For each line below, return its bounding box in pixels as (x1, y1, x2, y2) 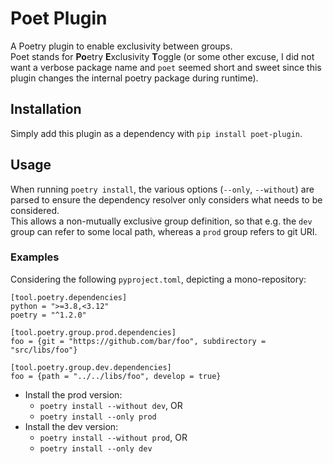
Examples (10, 250, 60, 264)
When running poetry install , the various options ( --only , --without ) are (10, 183, 315, 195)
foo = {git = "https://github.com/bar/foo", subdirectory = (10, 336, 267, 346)
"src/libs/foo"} (10, 345, 78, 355)
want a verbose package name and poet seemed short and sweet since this (10, 61, 322, 73)
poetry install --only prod (39, 412, 157, 422)
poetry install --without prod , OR (39, 431, 188, 443)
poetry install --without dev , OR (39, 399, 183, 411)
